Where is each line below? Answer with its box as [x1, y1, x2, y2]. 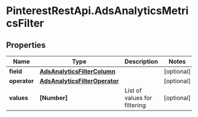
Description [124, 58, 158, 65]
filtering [124, 101, 146, 109]
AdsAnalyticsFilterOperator [39, 77, 119, 85]
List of [124, 86, 142, 95]
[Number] [39, 94, 68, 102]
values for [124, 94, 152, 102]
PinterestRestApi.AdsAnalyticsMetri [6, 4, 189, 18]
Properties [6, 40, 46, 50]
